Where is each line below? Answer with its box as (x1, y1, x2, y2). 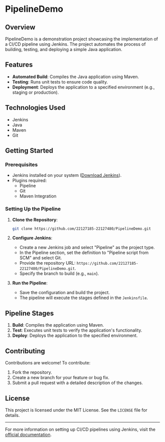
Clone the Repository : (12, 217, 58, 222)
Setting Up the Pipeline (5, 205, 61, 212)
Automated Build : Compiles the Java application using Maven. (12, 74, 139, 80)
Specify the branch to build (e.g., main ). (19, 271, 99, 276)
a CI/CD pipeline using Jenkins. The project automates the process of (5, 41, 146, 47)
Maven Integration (19, 193, 56, 199)
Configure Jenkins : (12, 235, 53, 241)
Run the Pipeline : (12, 280, 48, 286)
